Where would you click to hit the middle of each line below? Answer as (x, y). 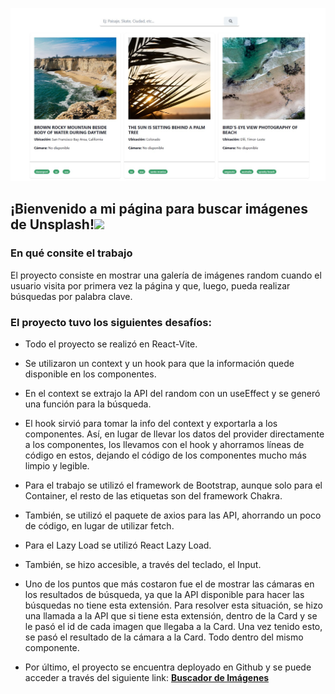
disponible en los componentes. (90, 374)
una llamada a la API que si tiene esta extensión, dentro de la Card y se (171, 616)
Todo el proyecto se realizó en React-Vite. (111, 344)
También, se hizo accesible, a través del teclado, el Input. (143, 565)
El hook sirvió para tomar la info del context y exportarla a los (151, 424)
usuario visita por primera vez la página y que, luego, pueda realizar (150, 285)
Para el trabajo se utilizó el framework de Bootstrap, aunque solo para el (173, 485)
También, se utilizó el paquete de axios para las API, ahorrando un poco (173, 515)
